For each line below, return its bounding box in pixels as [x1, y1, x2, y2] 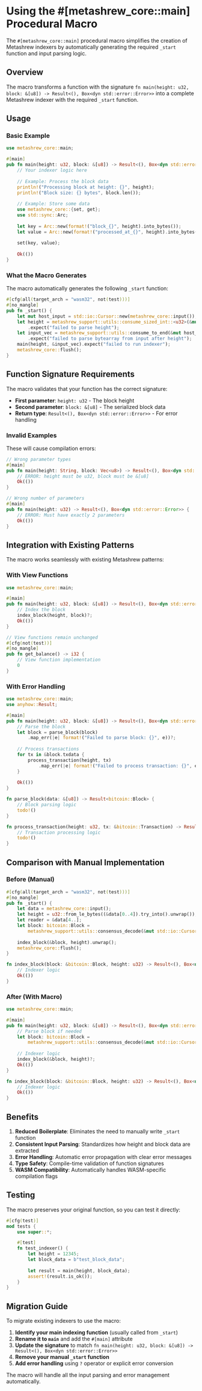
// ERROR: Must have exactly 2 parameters [17, 512, 125, 518]
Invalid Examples [6, 431, 57, 439]
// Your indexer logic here [17, 167, 87, 173]
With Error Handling [6, 682, 66, 690]
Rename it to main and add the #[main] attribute [14, 1336, 133, 1343]
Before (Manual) [6, 875, 55, 884]
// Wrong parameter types [6, 456, 71, 462]
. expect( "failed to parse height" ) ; [28, 324, 120, 331]
